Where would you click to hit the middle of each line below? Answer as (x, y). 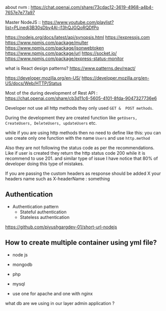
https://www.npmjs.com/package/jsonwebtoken (55, 48)
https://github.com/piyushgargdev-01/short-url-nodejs (61, 227)
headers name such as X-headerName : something (58, 179)
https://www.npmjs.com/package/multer (47, 43)
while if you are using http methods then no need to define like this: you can (83, 133)
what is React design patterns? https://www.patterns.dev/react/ (70, 68)
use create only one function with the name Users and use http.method (78, 138)
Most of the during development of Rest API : (52, 93)
